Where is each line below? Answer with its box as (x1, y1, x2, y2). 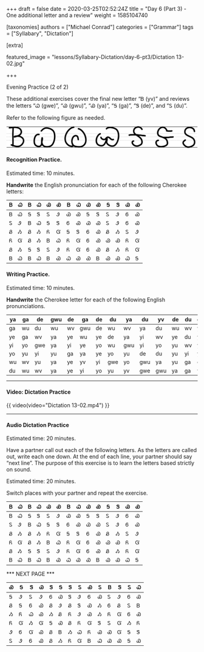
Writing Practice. (6, 270, 50, 278)
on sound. (6, 466, 32, 473)
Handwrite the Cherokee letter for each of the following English (6, 296, 166, 303)
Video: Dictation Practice (6, 388, 71, 396)
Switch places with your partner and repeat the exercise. (6, 489, 148, 497)
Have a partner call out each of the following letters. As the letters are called (6, 447, 197, 454)
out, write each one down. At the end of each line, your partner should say (6, 453, 192, 461)
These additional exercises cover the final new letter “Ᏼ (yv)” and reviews (6, 95, 190, 102)
